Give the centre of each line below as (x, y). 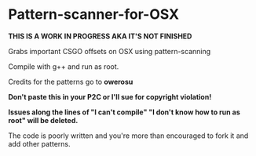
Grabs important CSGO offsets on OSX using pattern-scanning (110, 51)
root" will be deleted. (43, 120)
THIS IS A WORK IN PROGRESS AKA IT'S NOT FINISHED (100, 36)
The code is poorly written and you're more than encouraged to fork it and (128, 136)
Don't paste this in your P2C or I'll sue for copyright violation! (110, 96)
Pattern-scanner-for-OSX (93, 15)
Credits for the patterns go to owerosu (71, 82)
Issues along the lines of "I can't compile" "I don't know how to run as (124, 112)
